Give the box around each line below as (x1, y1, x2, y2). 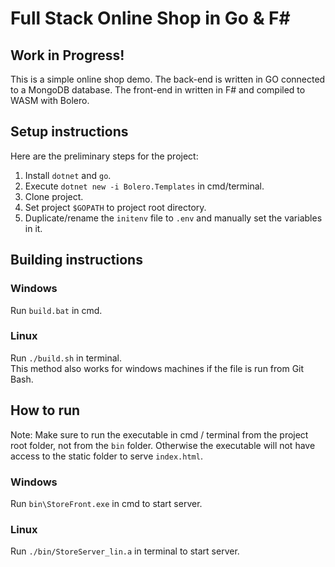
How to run (10, 402, 81, 419)
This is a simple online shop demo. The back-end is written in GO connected (10, 73, 326, 85)
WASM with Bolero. (10, 95, 90, 106)
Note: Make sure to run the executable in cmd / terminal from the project (10, 428, 309, 441)
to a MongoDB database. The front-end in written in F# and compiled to (10, 84, 306, 96)
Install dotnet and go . (24, 169, 112, 181)
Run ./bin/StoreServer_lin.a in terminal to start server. (10, 545, 240, 557)
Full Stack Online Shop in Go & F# (10, 7, 291, 30)
